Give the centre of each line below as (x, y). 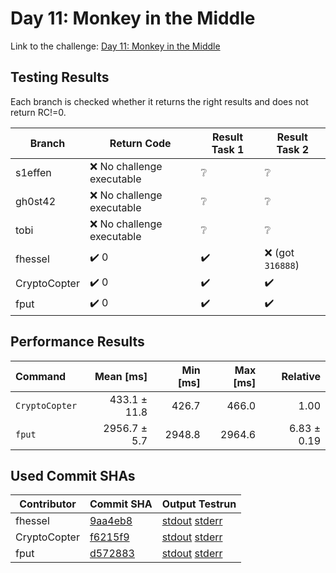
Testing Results (60, 77)
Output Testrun (199, 504)
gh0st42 (36, 201)
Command (41, 376)
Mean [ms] (121, 376)
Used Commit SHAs (73, 475)
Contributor (48, 504)
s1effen (33, 172)
